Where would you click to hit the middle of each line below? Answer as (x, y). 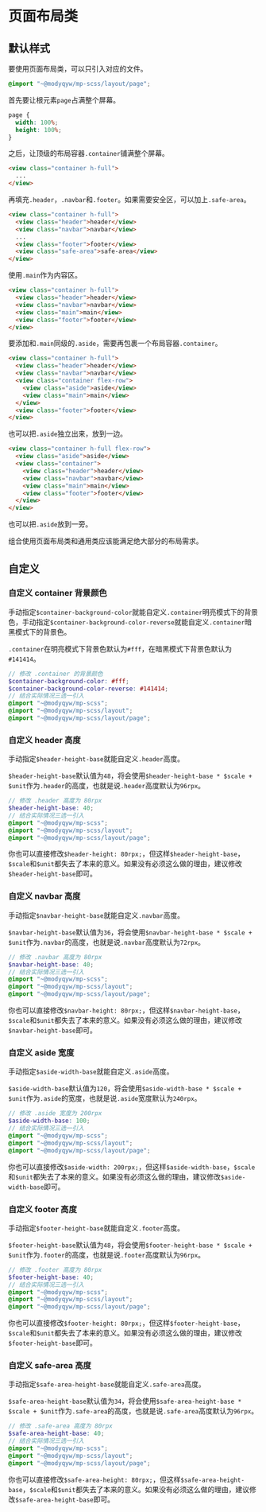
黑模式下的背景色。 (40, 632)
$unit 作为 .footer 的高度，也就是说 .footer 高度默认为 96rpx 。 (106, 1254)
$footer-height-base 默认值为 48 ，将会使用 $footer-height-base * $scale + (130, 1245)
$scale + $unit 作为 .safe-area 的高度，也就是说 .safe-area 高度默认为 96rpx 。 (133, 1411)
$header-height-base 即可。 (53, 874)
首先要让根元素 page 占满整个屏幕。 (64, 99)
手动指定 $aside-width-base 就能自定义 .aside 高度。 (91, 1071)
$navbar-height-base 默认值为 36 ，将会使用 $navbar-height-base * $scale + (130, 932)
